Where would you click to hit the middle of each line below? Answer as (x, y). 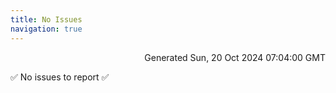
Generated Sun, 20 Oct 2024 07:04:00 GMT (235, 57)
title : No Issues (46, 19)
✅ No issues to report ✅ (60, 77)
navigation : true (46, 29)
